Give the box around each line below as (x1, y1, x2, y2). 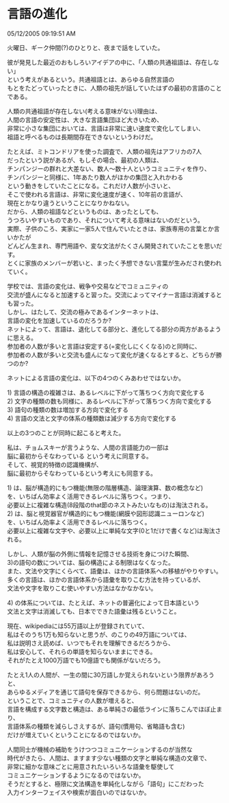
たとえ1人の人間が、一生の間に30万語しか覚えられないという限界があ (7, 671, 203, 679)
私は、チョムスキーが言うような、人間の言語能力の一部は (7, 443, 169, 452)
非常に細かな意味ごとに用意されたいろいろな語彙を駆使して (7, 763, 175, 771)
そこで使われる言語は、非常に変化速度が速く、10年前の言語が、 (7, 190, 187, 198)
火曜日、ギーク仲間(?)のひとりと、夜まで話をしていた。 (7, 43, 164, 51)
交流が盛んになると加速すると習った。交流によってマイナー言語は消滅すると (7, 290, 222, 299)
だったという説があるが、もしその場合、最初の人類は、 (7, 156, 163, 164)
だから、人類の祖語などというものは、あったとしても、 (7, 207, 163, 216)
